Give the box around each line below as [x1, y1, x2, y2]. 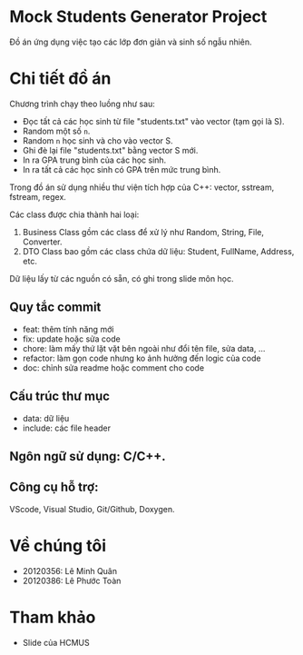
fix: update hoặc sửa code [22, 333, 121, 344]
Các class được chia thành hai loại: [9, 209, 140, 220]
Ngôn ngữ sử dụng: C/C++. [9, 448, 166, 464]
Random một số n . [22, 125, 91, 136]
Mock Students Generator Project [9, 6, 268, 27]
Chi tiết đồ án [9, 68, 112, 89]
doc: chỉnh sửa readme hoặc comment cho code [22, 362, 205, 373]
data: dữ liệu [22, 412, 70, 423]
